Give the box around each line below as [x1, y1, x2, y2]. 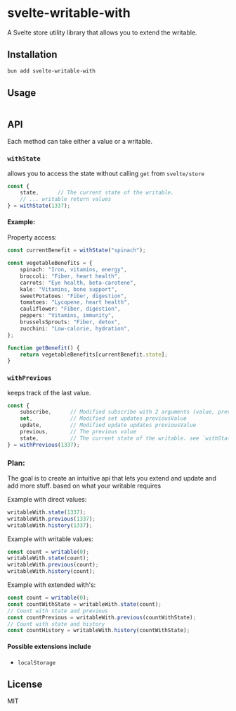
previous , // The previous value [20, 428, 137, 435]
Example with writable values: [7, 534, 93, 543]
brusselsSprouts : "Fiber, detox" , [20, 319, 121, 326]
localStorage [17, 659, 56, 667]
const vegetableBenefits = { [7, 259, 93, 267]
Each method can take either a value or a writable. [7, 137, 153, 146]
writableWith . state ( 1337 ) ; [7, 509, 86, 516]
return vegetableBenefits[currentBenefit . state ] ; [20, 351, 169, 358]
